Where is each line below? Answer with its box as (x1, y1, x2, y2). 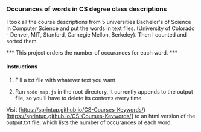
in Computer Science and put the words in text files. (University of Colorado (6, 25, 195, 32)
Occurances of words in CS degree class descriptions (6, 5, 167, 13)
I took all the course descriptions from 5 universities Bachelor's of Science (6, 19, 191, 26)
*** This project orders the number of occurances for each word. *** (6, 49, 178, 56)
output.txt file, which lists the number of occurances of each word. (6, 119, 173, 126)
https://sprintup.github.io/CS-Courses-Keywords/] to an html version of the (8, 112, 196, 119)
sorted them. (6, 38, 38, 45)
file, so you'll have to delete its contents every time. (14, 94, 143, 101)
